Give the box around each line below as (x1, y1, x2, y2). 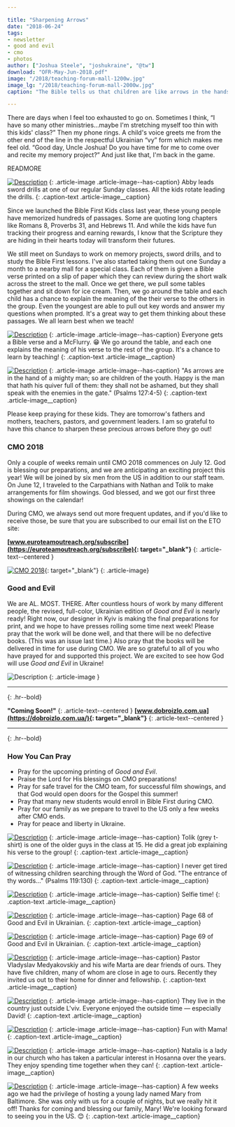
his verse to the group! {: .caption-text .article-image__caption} (7, 848, 189, 856)
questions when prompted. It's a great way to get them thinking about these (7, 309, 226, 318)
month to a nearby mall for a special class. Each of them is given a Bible (7, 264, 215, 274)
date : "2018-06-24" (7, 22, 64, 30)
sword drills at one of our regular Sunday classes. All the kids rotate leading (7, 185, 225, 194)
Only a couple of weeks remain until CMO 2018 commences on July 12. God (7, 458, 226, 466)
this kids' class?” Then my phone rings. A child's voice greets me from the (7, 128, 222, 137)
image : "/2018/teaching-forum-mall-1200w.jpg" (7, 75, 145, 82)
